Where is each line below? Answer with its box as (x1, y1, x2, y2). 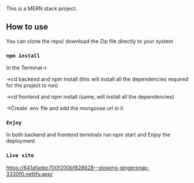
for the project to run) (6, 82, 59, 89)
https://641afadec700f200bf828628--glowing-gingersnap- (6, 164, 150, 171)
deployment (6, 138, 35, 145)
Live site (6, 152, 34, 159)
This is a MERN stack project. (6, 5, 78, 12)
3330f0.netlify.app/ (6, 170, 53, 177)
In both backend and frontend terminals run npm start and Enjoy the (6, 131, 170, 138)
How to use (6, 22, 48, 32)
